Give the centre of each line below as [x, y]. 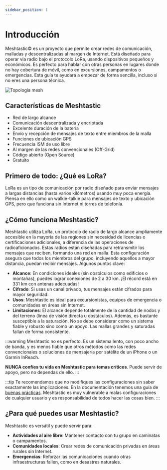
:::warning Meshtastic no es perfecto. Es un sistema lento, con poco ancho [82, 341]
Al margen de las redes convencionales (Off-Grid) [64, 149]
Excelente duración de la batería [45, 128]
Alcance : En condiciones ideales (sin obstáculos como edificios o [80, 273]
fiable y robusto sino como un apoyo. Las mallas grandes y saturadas [84, 326]
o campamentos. [30, 440]
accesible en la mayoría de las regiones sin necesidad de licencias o [75, 237]
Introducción [32, 34]
